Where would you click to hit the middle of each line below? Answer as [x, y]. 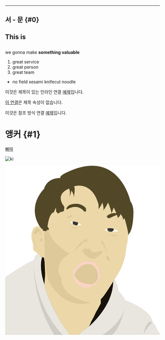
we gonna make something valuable [42, 53]
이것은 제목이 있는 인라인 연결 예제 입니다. [44, 92]
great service [26, 62]
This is [15, 37]
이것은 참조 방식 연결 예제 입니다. [36, 113]
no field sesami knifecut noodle [44, 82]
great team [23, 72]
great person [25, 67]
